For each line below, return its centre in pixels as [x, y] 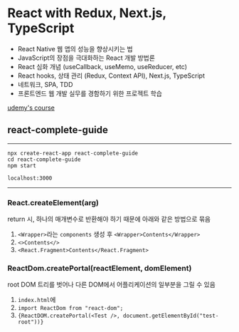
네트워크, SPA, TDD [45, 84]
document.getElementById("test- [171, 316]
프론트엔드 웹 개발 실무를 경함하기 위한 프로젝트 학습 [90, 93]
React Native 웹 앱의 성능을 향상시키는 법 [75, 48]
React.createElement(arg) [53, 202]
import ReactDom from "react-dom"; [70, 308]
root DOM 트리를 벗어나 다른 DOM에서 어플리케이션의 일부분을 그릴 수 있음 [111, 285]
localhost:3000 [30, 178]
